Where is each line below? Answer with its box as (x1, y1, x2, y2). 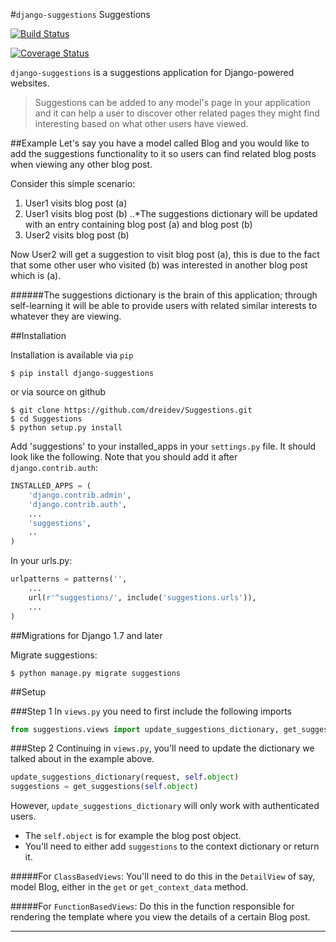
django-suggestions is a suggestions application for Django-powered (10, 67, 295, 78)
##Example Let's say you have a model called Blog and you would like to (10, 137, 310, 149)
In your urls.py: (10, 555, 73, 567)
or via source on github (10, 386, 107, 398)
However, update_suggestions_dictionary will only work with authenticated (10, 800, 320, 812)
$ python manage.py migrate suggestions (10, 668, 182, 678)
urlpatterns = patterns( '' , (10, 574, 128, 584)
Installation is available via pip (10, 349, 134, 361)
